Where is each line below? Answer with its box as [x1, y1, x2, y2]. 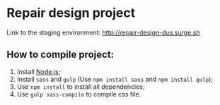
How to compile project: [6, 49, 115, 61]
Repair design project [6, 5, 136, 21]
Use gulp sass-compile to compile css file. [16, 89, 141, 98]
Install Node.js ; [16, 67, 61, 75]
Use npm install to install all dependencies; [16, 82, 145, 91]
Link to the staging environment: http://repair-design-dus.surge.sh [6, 28, 200, 37]
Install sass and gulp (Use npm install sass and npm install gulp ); [16, 75, 214, 83]
